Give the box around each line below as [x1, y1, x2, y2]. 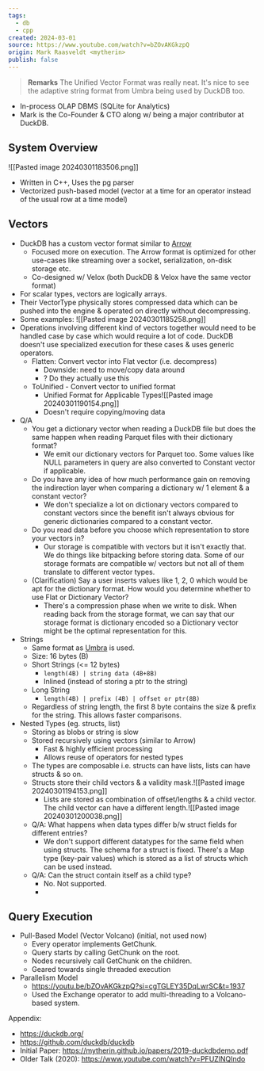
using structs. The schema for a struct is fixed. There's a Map [43, 845, 245, 855]
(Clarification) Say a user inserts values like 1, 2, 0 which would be [31, 576, 248, 585]
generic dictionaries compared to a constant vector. [43, 516, 212, 526]
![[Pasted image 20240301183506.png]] [8, 162, 139, 171]
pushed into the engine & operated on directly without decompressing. [19, 306, 251, 316]
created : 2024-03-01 [8, 33, 77, 42]
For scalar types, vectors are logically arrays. [19, 289, 167, 298]
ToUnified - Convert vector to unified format [31, 381, 176, 391]
